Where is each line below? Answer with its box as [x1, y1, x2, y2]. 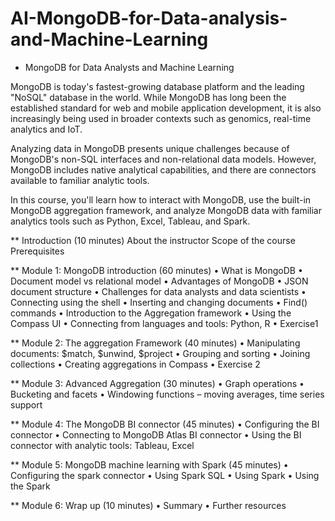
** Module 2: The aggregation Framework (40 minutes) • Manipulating [10, 337, 301, 349]
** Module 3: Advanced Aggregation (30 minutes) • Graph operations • [10, 377, 305, 389]
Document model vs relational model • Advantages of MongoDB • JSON [10, 275, 309, 287]
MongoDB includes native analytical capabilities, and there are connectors [10, 163, 317, 176]
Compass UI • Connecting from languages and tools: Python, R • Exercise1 [10, 317, 319, 329]
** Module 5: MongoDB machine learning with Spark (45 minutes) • [10, 458, 289, 471]
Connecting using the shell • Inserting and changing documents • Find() [10, 296, 308, 308]
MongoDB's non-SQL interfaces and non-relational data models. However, [10, 153, 317, 165]
